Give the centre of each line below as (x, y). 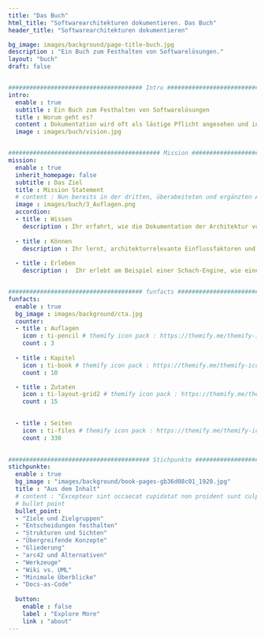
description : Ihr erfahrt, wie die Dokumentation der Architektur (135, 226)
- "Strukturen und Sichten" (62, 533)
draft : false (30, 67)
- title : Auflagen (47, 329)
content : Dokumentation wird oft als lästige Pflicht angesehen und (132, 125)
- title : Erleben (46, 263)
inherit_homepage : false (56, 175)
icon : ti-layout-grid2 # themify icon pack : (100, 395)
